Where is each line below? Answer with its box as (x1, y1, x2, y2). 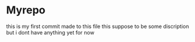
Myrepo (6, 3, 46, 17)
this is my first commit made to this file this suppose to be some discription (6, 23, 190, 30)
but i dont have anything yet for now (6, 29, 95, 36)
